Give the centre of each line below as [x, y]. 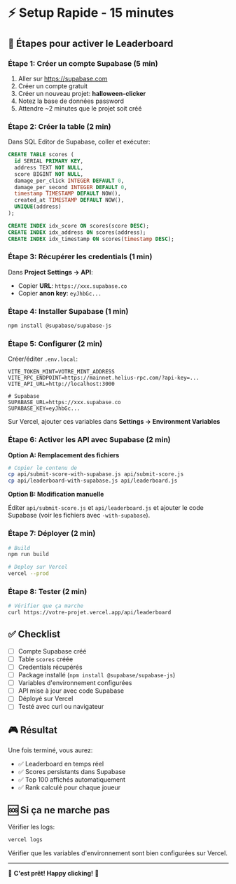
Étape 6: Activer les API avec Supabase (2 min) [89, 440]
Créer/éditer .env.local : [43, 359]
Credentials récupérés [50, 667]
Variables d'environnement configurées [75, 683]
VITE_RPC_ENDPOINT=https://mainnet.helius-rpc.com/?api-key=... [104, 378]
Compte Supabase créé [52, 651]
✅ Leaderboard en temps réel [61, 764]
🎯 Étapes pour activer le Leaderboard [91, 43]
